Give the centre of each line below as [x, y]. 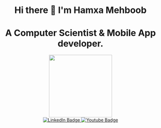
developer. [80, 44]
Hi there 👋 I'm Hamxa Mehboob [80, 10]
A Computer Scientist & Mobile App [80, 33]
